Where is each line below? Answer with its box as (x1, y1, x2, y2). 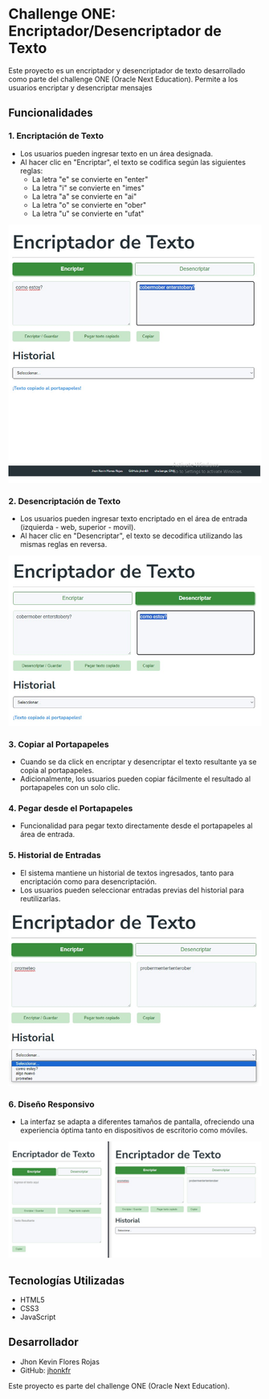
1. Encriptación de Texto (8, 130, 104, 142)
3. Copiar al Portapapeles (8, 739, 110, 750)
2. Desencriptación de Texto (8, 495, 121, 507)
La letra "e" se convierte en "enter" (31, 174, 149, 184)
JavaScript (19, 1312, 56, 1322)
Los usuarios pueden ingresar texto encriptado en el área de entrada (19, 514, 247, 524)
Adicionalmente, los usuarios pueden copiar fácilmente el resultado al (19, 774, 251, 784)
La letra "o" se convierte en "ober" (31, 200, 147, 209)
